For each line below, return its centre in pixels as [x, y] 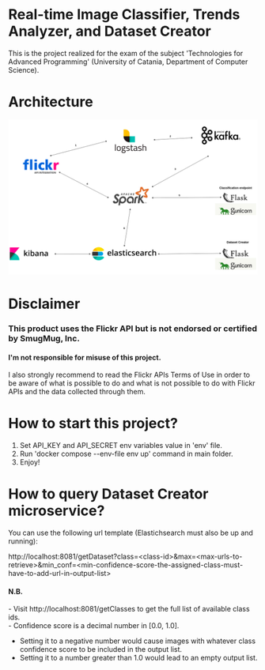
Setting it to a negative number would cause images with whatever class [137, 641]
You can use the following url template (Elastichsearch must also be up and [131, 533]
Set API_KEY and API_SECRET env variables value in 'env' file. [121, 446]
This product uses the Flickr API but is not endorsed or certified [132, 328]
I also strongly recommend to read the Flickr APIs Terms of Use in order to [129, 375]
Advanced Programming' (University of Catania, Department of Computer [128, 62]
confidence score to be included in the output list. [101, 649]
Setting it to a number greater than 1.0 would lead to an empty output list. [138, 658]
